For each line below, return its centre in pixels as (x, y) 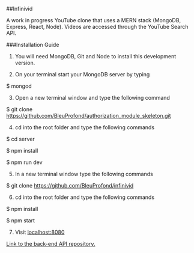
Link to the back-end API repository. (51, 244)
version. (25, 63)
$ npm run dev (25, 162)
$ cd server (20, 139)
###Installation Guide (33, 45)
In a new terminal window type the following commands (84, 174)
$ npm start (20, 221)
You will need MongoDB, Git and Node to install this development (95, 56)
